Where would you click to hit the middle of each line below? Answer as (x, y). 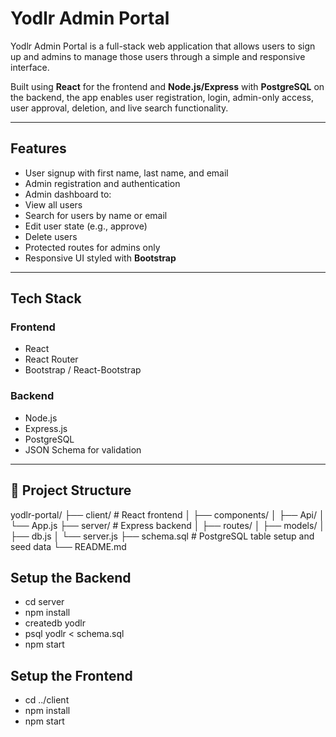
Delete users (51, 236)
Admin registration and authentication (102, 183)
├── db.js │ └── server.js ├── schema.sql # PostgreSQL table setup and (162, 536)
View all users (53, 204)
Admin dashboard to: (68, 194)
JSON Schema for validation (83, 449)
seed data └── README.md (68, 546)
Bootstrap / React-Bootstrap (83, 370)
